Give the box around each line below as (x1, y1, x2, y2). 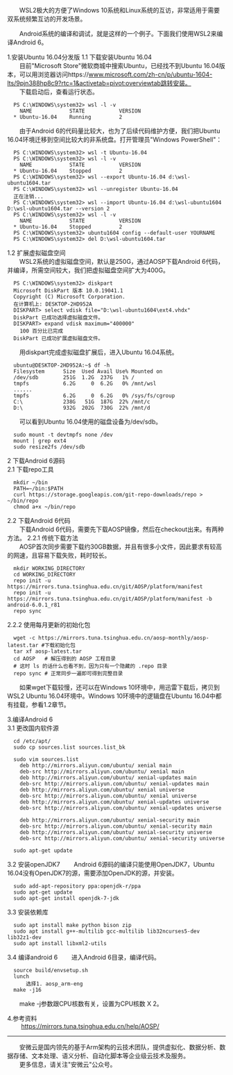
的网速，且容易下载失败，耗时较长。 (7, 551, 111, 559)
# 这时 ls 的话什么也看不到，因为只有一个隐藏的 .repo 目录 (13, 662, 168, 669)
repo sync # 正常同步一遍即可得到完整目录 (13, 670, 123, 677)
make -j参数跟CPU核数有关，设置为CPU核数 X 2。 (19, 999, 163, 1008)
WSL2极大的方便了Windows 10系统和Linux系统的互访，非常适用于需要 (19, 6, 221, 14)
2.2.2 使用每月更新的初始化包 (7, 621, 91, 628)
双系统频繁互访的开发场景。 (7, 15, 87, 23)
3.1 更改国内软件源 (7, 724, 59, 732)
